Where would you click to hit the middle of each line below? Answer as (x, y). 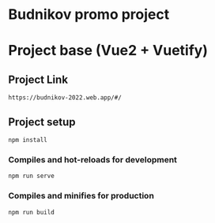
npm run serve (32, 176)
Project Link (38, 79)
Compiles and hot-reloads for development (93, 159)
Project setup (42, 122)
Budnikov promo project (89, 15)
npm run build (32, 212)
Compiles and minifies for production (81, 196)
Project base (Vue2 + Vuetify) (108, 51)
